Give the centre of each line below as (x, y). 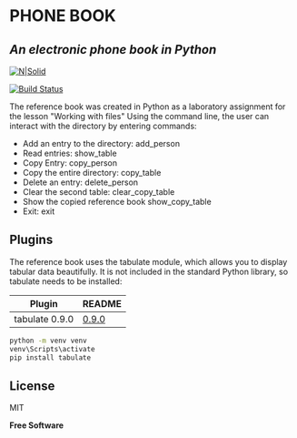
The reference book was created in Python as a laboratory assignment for (148, 107)
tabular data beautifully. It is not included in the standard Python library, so (149, 271)
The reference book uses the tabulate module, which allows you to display (148, 261)
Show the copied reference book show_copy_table (117, 202)
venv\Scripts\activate (52, 349)
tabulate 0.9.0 (44, 319)
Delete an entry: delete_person (80, 182)
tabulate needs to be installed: (66, 281)
